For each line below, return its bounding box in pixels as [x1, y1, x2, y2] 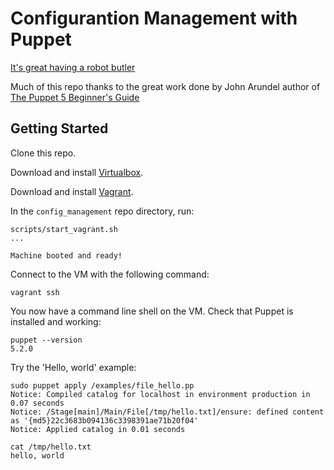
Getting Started [10, 120, 109, 137]
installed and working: [10, 315, 102, 327]
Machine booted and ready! [10, 250, 123, 261]
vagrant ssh [10, 287, 60, 297]
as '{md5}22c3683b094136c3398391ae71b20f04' [10, 415, 199, 426]
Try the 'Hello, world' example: [10, 361, 137, 373]
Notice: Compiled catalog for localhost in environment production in [10, 389, 311, 399]
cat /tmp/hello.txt [10, 442, 92, 452]
